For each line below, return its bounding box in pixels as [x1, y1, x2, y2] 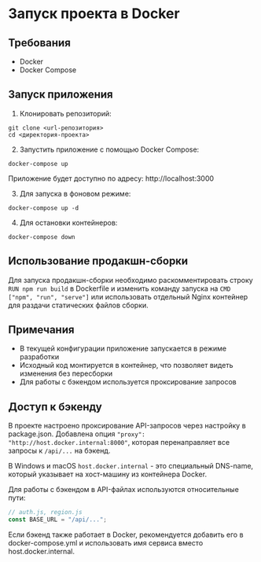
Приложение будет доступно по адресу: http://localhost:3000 [8, 174, 215, 183]
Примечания [8, 323, 75, 336]
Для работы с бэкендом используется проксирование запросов [19, 377, 237, 387]
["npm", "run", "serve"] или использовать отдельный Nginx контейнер [8, 292, 248, 301]
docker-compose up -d [8, 204, 79, 212]
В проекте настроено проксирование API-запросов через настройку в [8, 421, 246, 431]
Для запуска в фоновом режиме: [19, 189, 131, 198]
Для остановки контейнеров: [19, 218, 118, 227]
